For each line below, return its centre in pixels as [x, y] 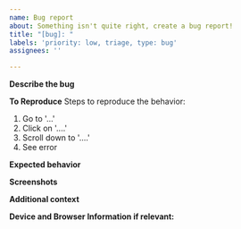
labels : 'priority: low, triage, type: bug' [93, 42]
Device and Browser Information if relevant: [92, 216]
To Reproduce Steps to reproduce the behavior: [97, 102]
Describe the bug [42, 84]
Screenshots [33, 182]
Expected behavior [45, 165]
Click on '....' [45, 128]
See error [40, 148]
